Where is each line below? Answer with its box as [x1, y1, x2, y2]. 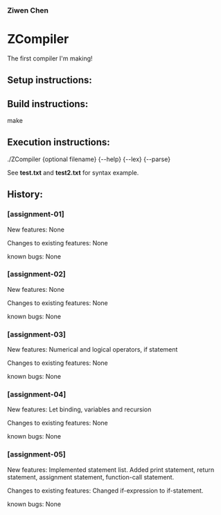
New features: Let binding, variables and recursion [7, 405, 152, 414]
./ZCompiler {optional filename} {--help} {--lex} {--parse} [7, 155, 171, 163]
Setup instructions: [7, 74, 92, 86]
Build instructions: [7, 98, 89, 110]
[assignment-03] [7, 329, 66, 339]
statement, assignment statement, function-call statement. [7, 473, 175, 481]
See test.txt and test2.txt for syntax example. [7, 168, 139, 177]
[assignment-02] [7, 270, 66, 279]
